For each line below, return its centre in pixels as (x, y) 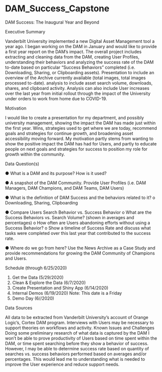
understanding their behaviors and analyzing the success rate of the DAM (80, 62)
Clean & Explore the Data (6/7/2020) (49, 283)
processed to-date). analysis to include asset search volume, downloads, (79, 83)
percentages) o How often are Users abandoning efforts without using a (78, 223)
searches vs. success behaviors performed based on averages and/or (76, 354)
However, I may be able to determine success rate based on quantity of (77, 348)
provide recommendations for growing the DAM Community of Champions (80, 253)
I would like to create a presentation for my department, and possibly (75, 117)
